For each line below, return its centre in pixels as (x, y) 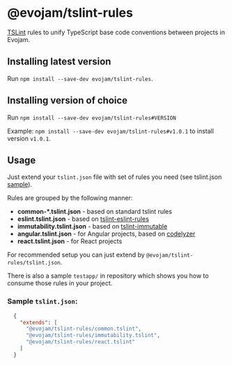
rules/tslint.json (34, 263)
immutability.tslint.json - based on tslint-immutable (92, 227)
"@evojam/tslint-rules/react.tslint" (80, 342)
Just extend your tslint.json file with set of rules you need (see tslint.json (115, 177)
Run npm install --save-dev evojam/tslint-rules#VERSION (92, 117)
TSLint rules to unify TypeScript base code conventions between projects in (116, 32)
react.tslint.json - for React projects (70, 241)
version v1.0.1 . (29, 138)
